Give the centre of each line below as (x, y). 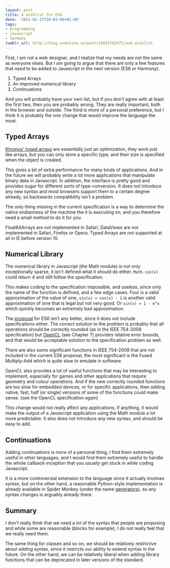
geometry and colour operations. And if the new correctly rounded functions (85, 382)
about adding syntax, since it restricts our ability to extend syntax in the (80, 549)
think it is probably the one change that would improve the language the (80, 115)
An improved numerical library (44, 84)
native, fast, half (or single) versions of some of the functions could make (82, 392)
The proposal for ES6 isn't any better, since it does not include (70, 318)
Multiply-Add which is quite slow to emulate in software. (64, 361)
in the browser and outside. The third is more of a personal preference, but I (84, 110)
